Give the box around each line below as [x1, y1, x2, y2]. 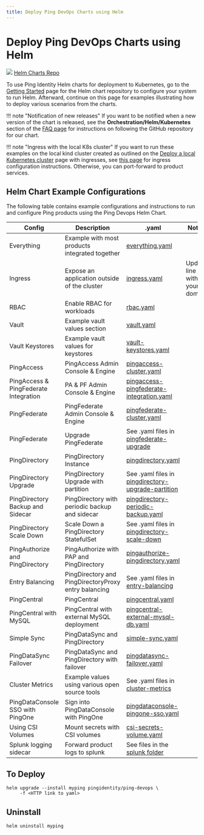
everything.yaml [126, 242, 172, 250]
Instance [64, 460, 90, 469]
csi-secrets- [126, 723, 164, 732]
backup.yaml [126, 510, 163, 519]
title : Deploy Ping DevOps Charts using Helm [6, 9, 123, 15]
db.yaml [126, 620, 149, 629]
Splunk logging [9, 741, 53, 749]
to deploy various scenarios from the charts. [6, 100, 117, 107]
